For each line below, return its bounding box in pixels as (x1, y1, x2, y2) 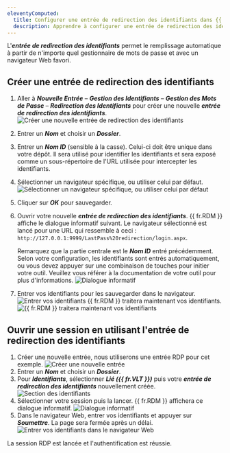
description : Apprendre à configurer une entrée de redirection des (13, 23, 213, 30)
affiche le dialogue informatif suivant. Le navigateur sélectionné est (16, 219, 207, 227)
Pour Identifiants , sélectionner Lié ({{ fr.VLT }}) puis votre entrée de (16, 375, 212, 383)
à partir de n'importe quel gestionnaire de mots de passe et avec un (7, 49, 199, 57)
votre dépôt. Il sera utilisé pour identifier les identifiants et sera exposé (16, 150, 216, 159)
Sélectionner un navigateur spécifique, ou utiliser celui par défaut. (16, 178, 203, 186)
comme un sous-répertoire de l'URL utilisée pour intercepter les (16, 157, 197, 165)
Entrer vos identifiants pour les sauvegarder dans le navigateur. (16, 290, 196, 298)
